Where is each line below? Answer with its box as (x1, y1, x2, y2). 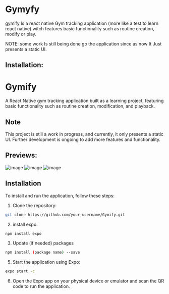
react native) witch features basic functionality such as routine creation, (5, 25, 155, 31)
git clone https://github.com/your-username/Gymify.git (5, 212, 125, 217)
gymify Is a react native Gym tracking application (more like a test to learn (5, 20, 159, 26)
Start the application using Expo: (12, 259, 81, 265)
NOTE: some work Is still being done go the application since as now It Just (5, 40, 162, 46)
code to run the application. (12, 283, 70, 289)
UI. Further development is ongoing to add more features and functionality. (5, 136, 160, 142)
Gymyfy (5, 4, 40, 15)
